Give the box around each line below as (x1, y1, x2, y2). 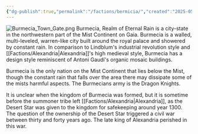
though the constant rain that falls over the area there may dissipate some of (6, 73, 192, 81)
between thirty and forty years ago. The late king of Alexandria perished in (6, 116, 187, 123)
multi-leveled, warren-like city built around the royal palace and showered (6, 37, 186, 44)
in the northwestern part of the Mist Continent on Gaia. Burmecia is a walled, (6, 31, 192, 38)
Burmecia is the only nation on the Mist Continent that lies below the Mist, (6, 67, 185, 74)
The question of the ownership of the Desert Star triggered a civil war (6, 110, 175, 117)
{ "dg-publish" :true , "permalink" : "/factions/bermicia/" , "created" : (6, 8, 173, 15)
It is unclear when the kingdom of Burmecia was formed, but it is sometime (6, 91, 189, 98)
